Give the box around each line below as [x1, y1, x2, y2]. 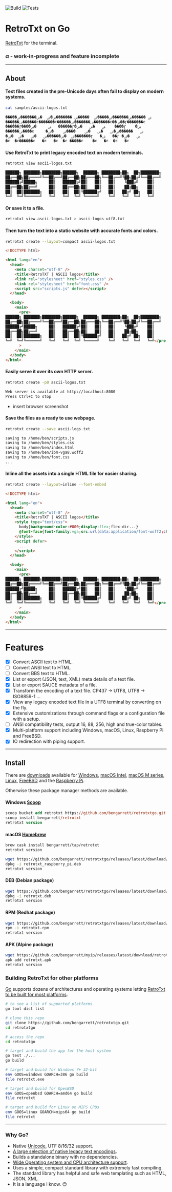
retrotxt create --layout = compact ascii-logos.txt [5, 239, 116, 244]
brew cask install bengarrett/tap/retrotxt [5, 842, 100, 848]
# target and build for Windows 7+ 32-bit [5, 1067, 97, 1072]
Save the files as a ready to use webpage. [5, 415, 96, 421]
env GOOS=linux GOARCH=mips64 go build [5, 1109, 91, 1115]
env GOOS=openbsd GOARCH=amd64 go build [5, 1091, 93, 1096]
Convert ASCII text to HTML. [12, 659, 73, 665]
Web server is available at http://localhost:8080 [5, 389, 116, 394]
